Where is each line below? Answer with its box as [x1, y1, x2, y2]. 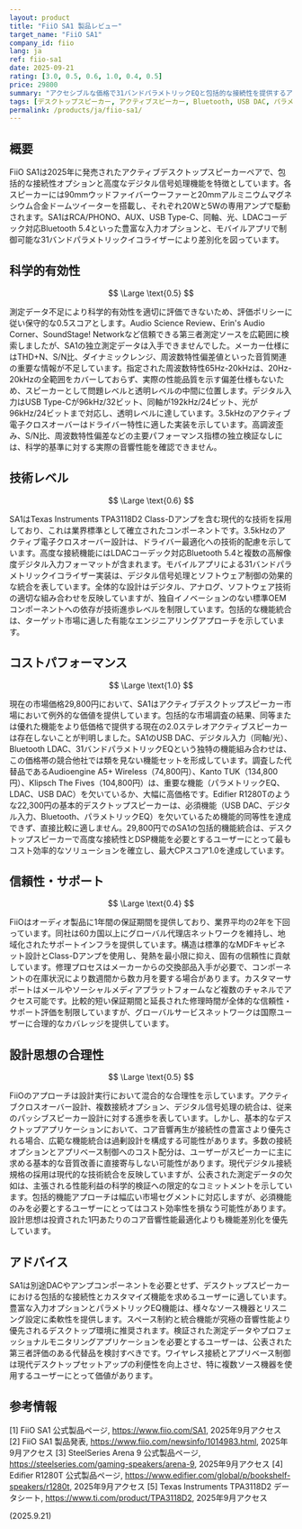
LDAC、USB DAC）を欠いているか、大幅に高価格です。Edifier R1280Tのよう [9, 788, 291, 799]
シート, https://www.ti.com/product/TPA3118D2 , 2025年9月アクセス [16, 1492, 268, 1503]
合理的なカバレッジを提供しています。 [32, 1018, 174, 1029]
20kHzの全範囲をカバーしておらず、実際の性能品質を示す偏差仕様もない [9, 373, 277, 384]
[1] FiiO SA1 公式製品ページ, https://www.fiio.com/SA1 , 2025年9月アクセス [9, 1424, 282, 1435]
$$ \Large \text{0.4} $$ [107, 898, 195, 909]
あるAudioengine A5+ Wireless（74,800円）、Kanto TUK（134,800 [32, 765, 279, 776]
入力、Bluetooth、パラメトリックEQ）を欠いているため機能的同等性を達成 [16, 810, 292, 821]
